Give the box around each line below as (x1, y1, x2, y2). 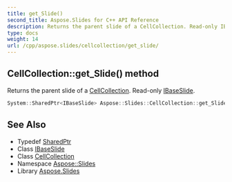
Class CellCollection (17, 152, 75, 160)
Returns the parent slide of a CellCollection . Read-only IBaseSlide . (7, 86, 195, 94)
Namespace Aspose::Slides (17, 159, 96, 167)
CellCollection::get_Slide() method (7, 68, 159, 80)
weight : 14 (7, 36, 39, 43)
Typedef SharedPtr (17, 137, 72, 145)
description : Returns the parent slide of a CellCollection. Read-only (7, 23, 217, 30)
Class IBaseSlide (17, 145, 65, 153)
